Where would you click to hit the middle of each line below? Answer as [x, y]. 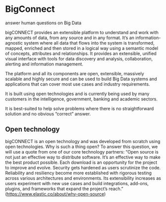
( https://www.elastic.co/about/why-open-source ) [55, 194]
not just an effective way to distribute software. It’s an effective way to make [83, 157]
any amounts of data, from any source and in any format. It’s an [70, 38]
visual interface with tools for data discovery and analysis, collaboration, [79, 58]
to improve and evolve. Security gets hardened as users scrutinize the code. [83, 167]
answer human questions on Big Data [43, 23]
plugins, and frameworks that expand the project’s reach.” [64, 189]
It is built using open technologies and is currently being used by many [77, 94]
